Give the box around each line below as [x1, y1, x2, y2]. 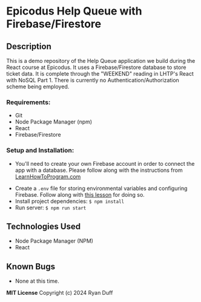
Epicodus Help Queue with [6, 4, 142, 18]
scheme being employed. [6, 83, 70, 90]
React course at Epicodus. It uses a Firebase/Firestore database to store [6, 64, 186, 71]
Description [6, 41, 51, 51]
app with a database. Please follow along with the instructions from [15, 166, 183, 174]
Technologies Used [6, 221, 81, 231]
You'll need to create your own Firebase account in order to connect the [15, 160, 195, 167]
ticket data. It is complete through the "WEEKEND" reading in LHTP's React [6, 70, 194, 77]
